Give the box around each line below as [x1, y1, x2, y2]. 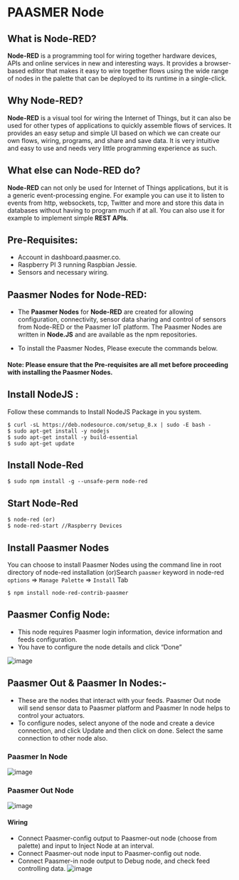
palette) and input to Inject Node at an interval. [17, 841, 154, 850]
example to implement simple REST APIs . [7, 213, 129, 222]
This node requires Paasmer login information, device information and [17, 627, 223, 636]
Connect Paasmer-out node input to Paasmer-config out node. [17, 849, 201, 857]
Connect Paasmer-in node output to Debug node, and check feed [17, 857, 210, 865]
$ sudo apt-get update [7, 440, 75, 447]
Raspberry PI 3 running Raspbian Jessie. [17, 260, 137, 269]
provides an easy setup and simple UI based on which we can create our [7, 129, 221, 137]
